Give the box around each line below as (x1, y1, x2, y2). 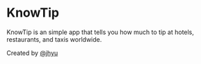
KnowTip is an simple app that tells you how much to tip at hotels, (6, 28, 194, 36)
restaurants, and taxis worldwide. (6, 35, 102, 43)
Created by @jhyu (6, 49, 58, 57)
